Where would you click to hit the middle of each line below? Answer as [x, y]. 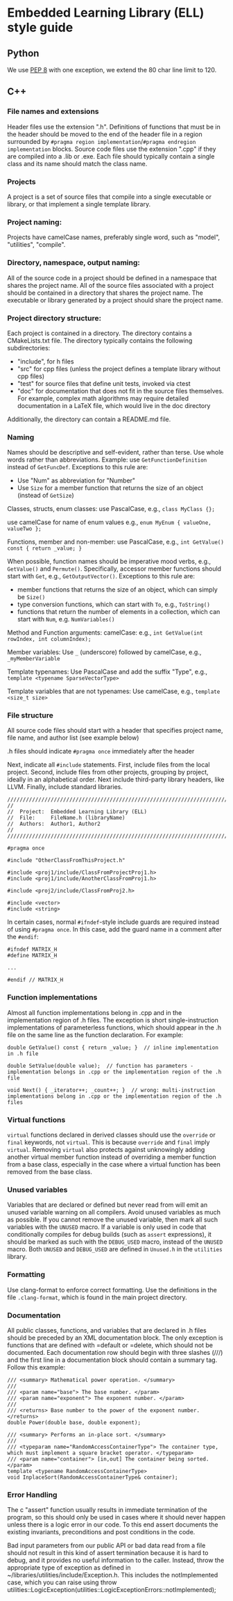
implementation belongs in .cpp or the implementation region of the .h [114, 1072]
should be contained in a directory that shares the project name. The [105, 293]
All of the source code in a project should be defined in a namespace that [112, 278]
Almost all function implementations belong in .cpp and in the [95, 1012]
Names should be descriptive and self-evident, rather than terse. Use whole [115, 453]
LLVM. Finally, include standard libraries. [65, 787]
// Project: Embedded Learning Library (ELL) [77, 812]
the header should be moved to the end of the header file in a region [105, 134]
